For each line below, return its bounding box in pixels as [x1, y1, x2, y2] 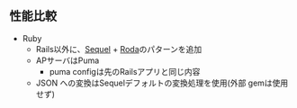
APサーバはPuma [35, 55, 100, 66]
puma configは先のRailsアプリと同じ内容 [49, 66, 201, 76]
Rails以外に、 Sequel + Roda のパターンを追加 [35, 43, 202, 54]
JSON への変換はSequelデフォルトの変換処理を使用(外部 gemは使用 [35, 77, 289, 88]
